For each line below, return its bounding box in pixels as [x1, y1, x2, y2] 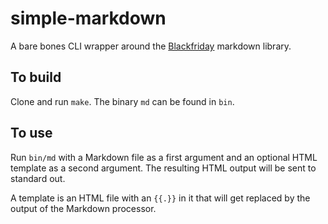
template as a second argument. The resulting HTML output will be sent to [10, 162, 317, 174]
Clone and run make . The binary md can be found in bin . [10, 95, 235, 107]
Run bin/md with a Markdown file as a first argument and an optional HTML [10, 151, 318, 163]
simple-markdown [10, 7, 167, 30]
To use [10, 125, 53, 142]
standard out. [10, 172, 66, 184]
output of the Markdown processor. [10, 202, 157, 214]
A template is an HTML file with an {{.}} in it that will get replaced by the [10, 192, 311, 204]
